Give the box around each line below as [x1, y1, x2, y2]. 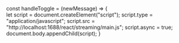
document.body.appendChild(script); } [6, 30, 101, 37]
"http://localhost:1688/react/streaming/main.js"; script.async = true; [6, 24, 173, 31]
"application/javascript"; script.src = [6, 18, 95, 24]
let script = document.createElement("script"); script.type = [6, 11, 153, 18]
